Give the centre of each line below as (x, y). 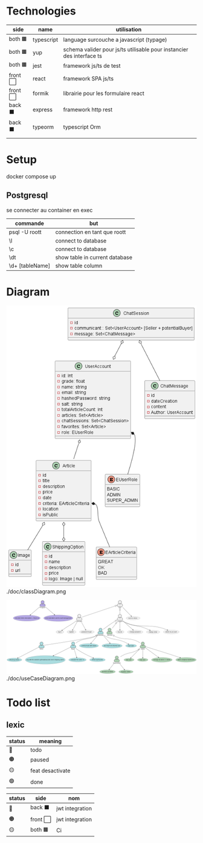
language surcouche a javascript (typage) (115, 40)
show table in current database (94, 258)
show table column (79, 266)
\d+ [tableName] (29, 266)
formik (41, 93)
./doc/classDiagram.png (36, 591)
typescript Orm (82, 127)
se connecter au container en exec (50, 210)
